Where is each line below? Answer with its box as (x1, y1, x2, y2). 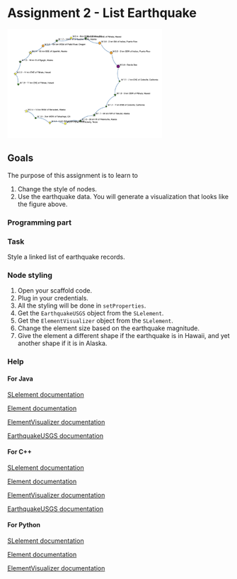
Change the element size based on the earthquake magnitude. (17, 324, 200, 332)
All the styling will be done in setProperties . (17, 301, 146, 310)
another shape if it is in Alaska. (17, 339, 108, 348)
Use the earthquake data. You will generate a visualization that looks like (17, 192, 229, 201)
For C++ (7, 448, 32, 456)
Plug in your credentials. (17, 294, 88, 303)
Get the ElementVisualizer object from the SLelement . (17, 317, 173, 325)
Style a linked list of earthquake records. (7, 253, 125, 262)
